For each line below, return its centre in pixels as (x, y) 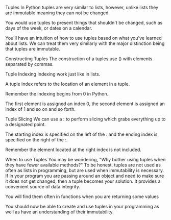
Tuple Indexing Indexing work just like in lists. (53, 74)
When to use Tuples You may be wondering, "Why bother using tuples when (86, 160)
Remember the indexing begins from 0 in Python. (57, 94)
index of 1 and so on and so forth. (40, 109)
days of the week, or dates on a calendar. (49, 28)
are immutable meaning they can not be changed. (58, 13)
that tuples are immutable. (33, 49)
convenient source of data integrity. (43, 187)
